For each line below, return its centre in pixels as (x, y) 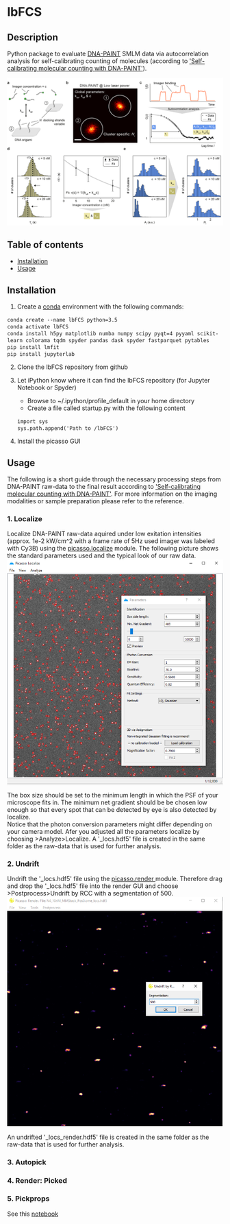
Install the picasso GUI (49, 441)
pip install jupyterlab (41, 355)
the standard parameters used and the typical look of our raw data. (102, 555)
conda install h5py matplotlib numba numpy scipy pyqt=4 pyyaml (101, 334)
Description (33, 37)
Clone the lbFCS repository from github (73, 367)
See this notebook (33, 1214)
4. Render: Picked (37, 1180)
